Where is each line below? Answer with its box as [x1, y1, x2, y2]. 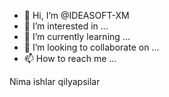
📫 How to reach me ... [23, 53, 117, 64]
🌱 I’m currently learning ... [23, 31, 131, 42]
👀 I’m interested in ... [23, 20, 109, 32]
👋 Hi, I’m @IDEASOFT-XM [23, 10, 130, 21]
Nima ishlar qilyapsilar [9, 76, 101, 87]
